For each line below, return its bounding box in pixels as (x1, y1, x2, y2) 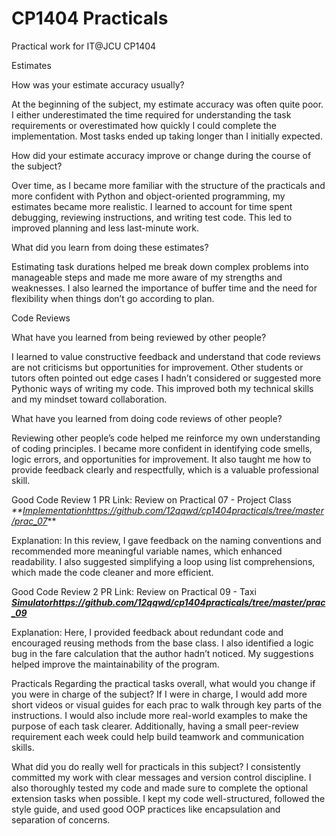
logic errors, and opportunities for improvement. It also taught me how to (11, 453, 311, 465)
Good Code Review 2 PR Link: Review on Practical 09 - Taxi (11, 585, 257, 597)
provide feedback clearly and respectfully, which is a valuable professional (11, 463, 319, 476)
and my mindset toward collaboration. (11, 393, 168, 405)
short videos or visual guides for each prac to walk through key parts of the (11, 698, 323, 711)
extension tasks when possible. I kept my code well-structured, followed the (11, 792, 326, 804)
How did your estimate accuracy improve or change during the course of (11, 149, 312, 161)
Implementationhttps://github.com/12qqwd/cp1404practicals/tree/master (22, 504, 324, 516)
